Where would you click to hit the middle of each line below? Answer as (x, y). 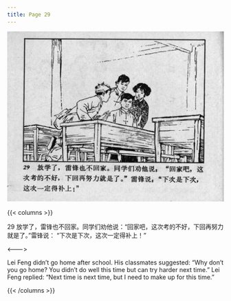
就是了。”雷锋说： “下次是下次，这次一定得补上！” (77, 236)
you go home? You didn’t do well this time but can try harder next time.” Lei (113, 270)
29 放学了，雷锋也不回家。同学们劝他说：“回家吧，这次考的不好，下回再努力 (115, 227)
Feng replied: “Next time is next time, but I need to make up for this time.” (111, 277)
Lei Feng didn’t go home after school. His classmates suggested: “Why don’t (115, 262)
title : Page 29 (29, 14)
